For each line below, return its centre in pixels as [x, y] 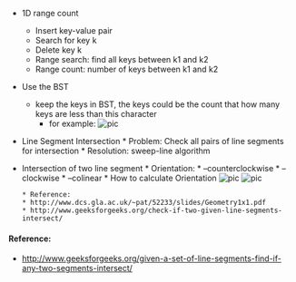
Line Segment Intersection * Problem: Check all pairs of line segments [153, 141]
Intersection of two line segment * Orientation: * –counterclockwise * [151, 168]
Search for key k [66, 40]
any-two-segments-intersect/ [77, 268]
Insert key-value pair [74, 30]
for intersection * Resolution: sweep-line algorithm [116, 151]
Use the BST [45, 87]
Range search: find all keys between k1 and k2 [122, 59]
